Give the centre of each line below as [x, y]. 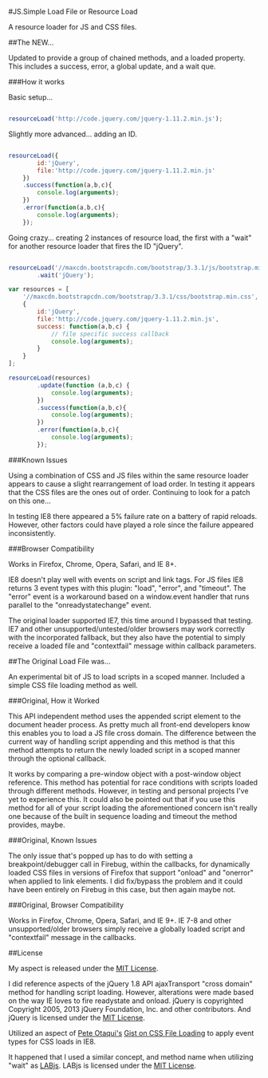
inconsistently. [32, 533]
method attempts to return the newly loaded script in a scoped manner [124, 749]
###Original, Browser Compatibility [66, 905]
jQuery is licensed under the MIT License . [77, 1017]
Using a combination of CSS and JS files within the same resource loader [128, 475]
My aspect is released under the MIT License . [83, 968]
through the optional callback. [57, 758]
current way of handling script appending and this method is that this [122, 742]
